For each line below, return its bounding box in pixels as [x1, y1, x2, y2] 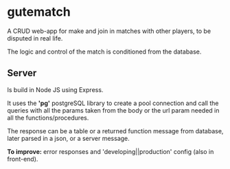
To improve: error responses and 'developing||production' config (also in [7, 147, 214, 155]
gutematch [7, 4, 71, 20]
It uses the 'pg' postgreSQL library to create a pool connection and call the [7, 99, 219, 107]
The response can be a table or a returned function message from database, [7, 126, 224, 135]
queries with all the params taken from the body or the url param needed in [7, 106, 220, 114]
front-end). [7, 155, 38, 163]
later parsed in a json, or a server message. [7, 134, 130, 142]
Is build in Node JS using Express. [7, 85, 104, 93]
